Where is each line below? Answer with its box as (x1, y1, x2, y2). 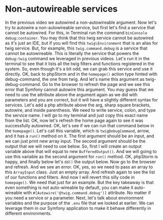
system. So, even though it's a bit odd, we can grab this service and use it (5, 66, 153, 71)
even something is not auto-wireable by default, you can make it (5, 185, 133, 190)
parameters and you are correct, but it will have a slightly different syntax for (5, 97, 158, 102)
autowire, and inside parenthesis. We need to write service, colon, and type (5, 107, 156, 113)
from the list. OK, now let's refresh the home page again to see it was (5, 118, 144, 123)
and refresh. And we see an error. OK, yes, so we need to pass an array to (5, 164, 153, 169)
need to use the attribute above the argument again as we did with (5, 91, 138, 98)
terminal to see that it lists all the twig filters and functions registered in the (5, 61, 154, 67)
